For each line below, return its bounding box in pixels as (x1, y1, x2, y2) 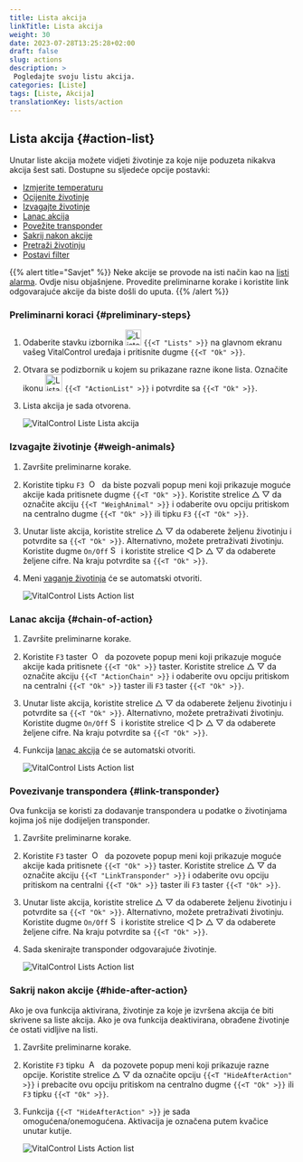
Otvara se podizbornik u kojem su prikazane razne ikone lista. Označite (22, 364, 289, 376)
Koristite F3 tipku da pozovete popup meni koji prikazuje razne (22, 1060, 270, 1071)
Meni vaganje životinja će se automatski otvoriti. (22, 572, 203, 584)
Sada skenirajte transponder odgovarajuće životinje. (22, 944, 217, 955)
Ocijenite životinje (22, 192, 90, 203)
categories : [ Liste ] (9, 81, 88, 90)
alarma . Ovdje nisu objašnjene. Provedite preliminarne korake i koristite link (9, 277, 289, 288)
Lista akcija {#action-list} (9, 130, 156, 146)
